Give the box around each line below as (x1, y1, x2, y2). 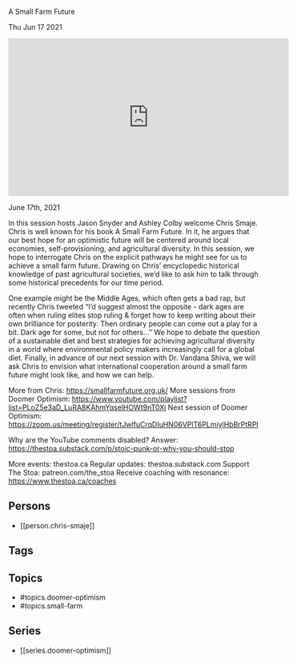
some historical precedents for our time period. (8, 278, 164, 287)
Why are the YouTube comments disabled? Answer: (8, 435, 179, 444)
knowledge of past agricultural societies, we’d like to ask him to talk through (8, 269, 259, 279)
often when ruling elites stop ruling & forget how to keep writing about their (8, 310, 256, 320)
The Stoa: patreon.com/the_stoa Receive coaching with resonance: (8, 468, 230, 477)
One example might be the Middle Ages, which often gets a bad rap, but (8, 293, 246, 303)
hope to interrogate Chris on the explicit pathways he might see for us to (8, 253, 247, 261)
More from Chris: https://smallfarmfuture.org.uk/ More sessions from (8, 386, 236, 395)
